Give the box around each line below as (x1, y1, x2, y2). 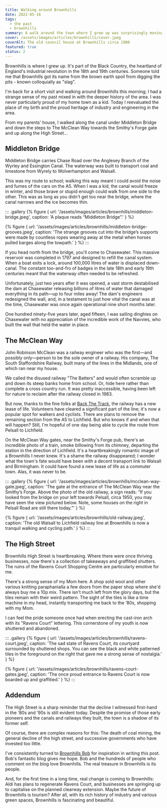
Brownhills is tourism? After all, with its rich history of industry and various (5, 792, 157, 798)
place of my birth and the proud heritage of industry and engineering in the (5, 104, 159, 110)
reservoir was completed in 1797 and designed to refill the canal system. (5, 255, 153, 261)
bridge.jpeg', (5, 214, 31, 220)
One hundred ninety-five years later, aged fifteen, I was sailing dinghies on (5, 311, 158, 317)
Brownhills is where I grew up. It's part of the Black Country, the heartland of (5, 63, 162, 69)
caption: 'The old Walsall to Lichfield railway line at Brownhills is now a (5, 520, 149, 526)
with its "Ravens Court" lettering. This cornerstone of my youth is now (5, 620, 149, 626)
